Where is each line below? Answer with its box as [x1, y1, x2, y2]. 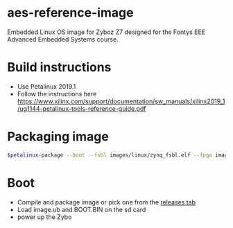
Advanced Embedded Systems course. [7, 35, 119, 43]
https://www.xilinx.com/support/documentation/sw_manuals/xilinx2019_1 [17, 97, 225, 105]
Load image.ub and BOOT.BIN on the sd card [17, 205, 146, 213]
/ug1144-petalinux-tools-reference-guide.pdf [17, 104, 146, 112]
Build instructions [7, 60, 112, 76]
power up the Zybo [17, 213, 72, 221]
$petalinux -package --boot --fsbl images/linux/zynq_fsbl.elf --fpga [7, 151, 213, 159]
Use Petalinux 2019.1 [17, 82, 76, 91]
